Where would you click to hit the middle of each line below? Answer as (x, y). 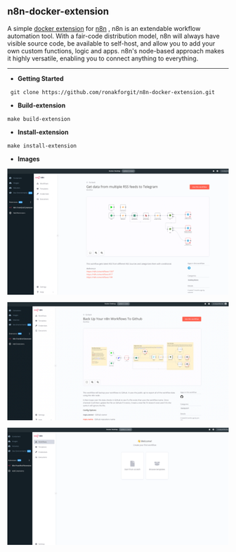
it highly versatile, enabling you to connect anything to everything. (103, 58)
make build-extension (39, 119)
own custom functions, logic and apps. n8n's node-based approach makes (116, 51)
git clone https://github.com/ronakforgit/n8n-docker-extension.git (113, 92)
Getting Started (41, 78)
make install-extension (42, 146)
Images (28, 159)
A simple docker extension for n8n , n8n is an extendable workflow (104, 28)
